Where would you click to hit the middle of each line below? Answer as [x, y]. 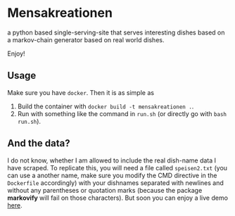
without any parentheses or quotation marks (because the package [105, 190]
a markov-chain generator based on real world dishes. [86, 39]
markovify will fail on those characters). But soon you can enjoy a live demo [118, 198]
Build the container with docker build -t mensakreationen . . [106, 106]
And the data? [39, 143]
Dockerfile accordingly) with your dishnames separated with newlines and [115, 183]
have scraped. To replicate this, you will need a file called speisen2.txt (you [117, 167]
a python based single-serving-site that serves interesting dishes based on [116, 32]
